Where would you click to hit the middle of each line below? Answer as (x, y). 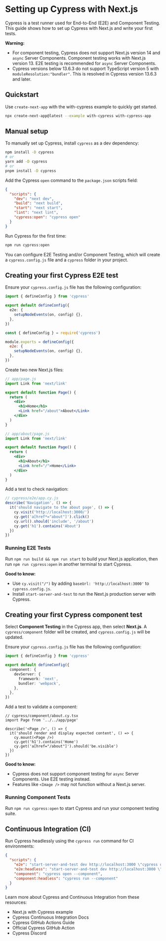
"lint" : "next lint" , (36, 213)
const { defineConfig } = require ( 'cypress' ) (53, 333)
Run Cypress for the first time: (36, 236)
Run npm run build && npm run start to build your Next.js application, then (82, 559)
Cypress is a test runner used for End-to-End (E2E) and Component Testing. (83, 23)
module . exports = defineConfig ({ (40, 342)
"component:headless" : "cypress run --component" (66, 878)
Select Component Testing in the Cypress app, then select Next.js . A (76, 627)
